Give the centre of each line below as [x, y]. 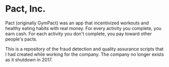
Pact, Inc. [26, 9]
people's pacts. [22, 39]
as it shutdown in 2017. [29, 59]
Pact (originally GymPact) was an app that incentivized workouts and [77, 23]
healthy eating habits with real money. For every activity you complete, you [83, 28]
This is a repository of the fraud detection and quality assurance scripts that [85, 49]
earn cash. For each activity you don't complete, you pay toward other [78, 33]
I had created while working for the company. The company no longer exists [85, 54]
